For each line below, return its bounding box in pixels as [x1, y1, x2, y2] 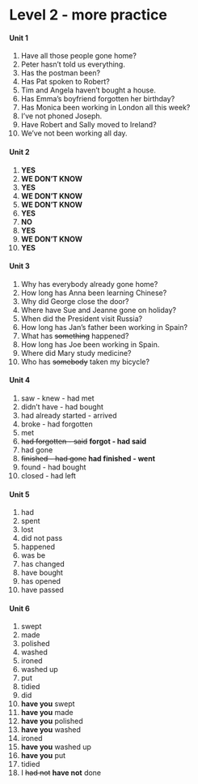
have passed [20, 585, 64, 595]
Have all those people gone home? [20, 51, 137, 61]
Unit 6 [9, 603, 31, 613]
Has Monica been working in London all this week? [20, 103, 191, 113]
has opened [20, 576, 61, 586]
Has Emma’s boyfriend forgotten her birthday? [20, 94, 175, 104]
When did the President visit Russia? [20, 314, 143, 323]
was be [20, 551, 46, 560]
